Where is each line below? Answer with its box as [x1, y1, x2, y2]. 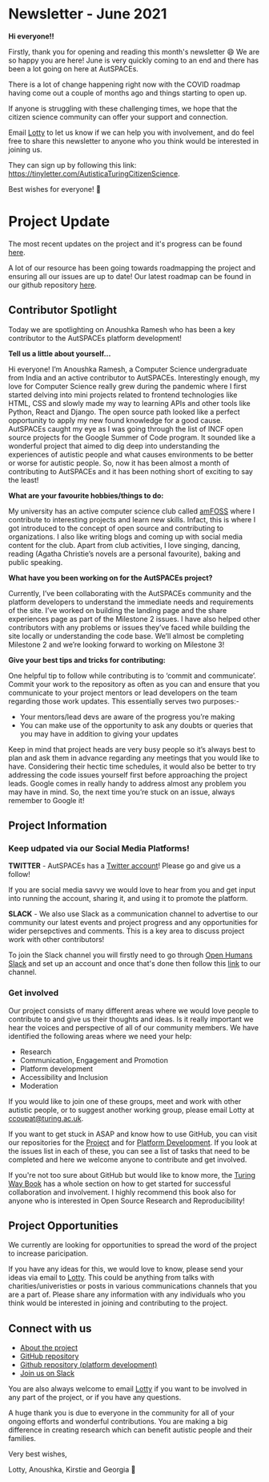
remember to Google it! [8, 795, 85, 805]
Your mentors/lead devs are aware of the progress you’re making [19, 712, 235, 721]
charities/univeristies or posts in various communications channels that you [8, 1281, 258, 1291]
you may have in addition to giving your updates [19, 729, 179, 738]
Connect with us [8, 1322, 92, 1335]
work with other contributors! [8, 935, 105, 944]
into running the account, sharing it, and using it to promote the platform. [8, 894, 248, 903]
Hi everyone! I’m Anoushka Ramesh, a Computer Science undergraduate [8, 364, 247, 374]
